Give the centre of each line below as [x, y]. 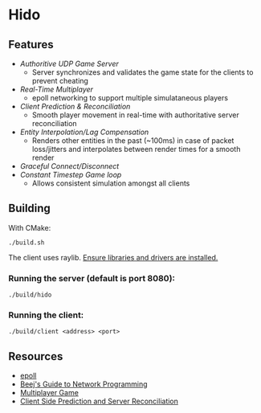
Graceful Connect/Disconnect [69, 166]
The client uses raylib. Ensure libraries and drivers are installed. [113, 257]
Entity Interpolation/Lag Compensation [84, 132]
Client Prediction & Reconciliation [75, 106]
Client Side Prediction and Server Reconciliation [99, 401]
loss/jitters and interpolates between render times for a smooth [136, 149]
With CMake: [30, 227]
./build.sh [27, 243]
